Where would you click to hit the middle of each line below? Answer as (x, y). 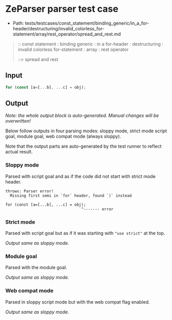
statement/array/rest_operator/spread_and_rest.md (67, 34)
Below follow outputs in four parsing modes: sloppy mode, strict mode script (86, 131)
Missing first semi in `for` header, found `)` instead (71, 195)
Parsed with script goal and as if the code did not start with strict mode (80, 176)
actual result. (19, 152)
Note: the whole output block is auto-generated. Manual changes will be (82, 115)
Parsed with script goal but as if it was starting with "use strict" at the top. (85, 233)
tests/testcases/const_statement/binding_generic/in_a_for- (87, 23)
